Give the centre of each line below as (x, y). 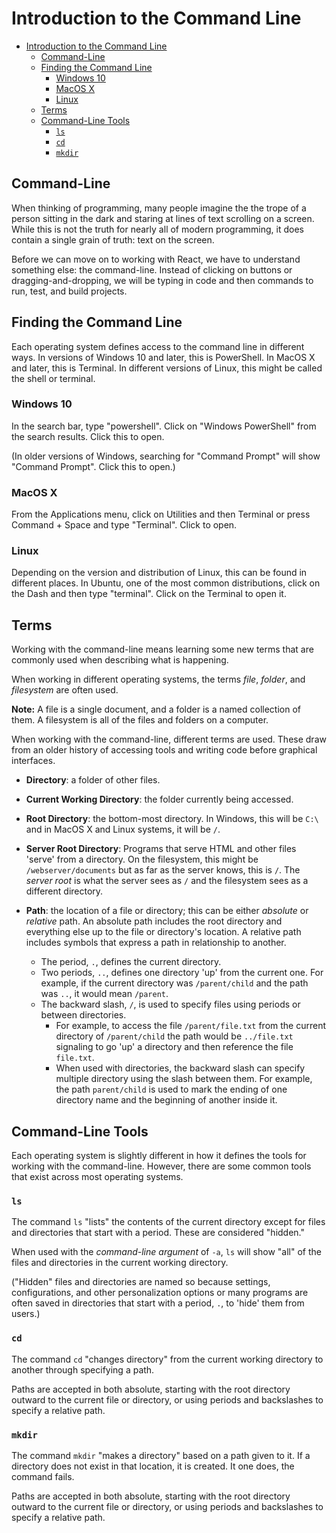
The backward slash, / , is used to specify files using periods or (170, 1004)
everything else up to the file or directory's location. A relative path (163, 932)
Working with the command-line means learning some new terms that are (162, 649)
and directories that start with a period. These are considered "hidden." (158, 1233)
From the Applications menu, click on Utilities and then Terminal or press (161, 514)
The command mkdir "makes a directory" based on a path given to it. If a (161, 1455)
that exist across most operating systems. (97, 1177)
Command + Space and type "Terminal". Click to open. (124, 525)
